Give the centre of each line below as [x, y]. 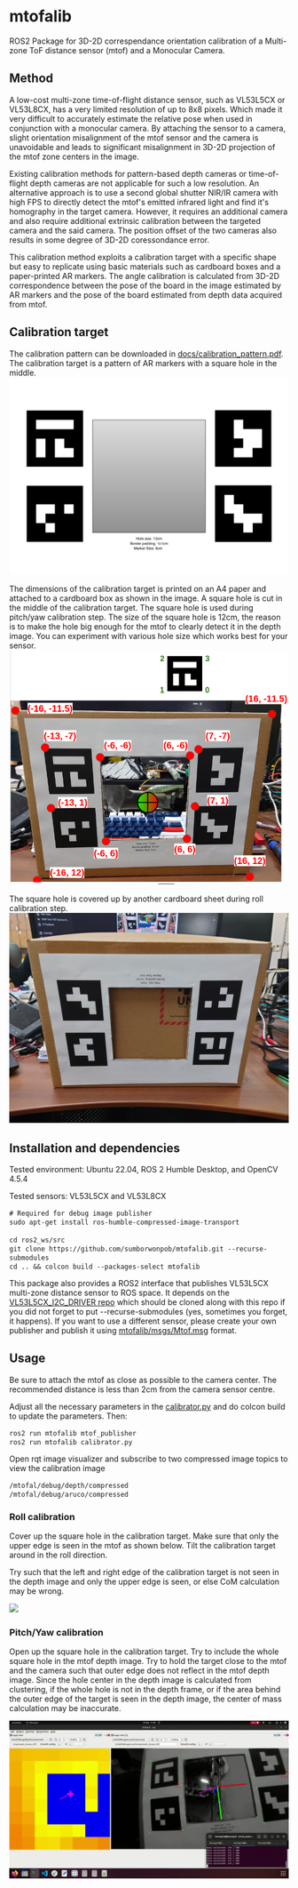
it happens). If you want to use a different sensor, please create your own [143, 1321]
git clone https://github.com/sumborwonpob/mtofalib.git [117, 1249]
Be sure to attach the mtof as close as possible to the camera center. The [143, 1380]
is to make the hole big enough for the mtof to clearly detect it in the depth [145, 627]
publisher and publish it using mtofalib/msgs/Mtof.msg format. [123, 1331]
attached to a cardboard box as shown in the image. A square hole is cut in [146, 598]
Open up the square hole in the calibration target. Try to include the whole [144, 1652]
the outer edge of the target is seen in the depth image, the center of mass [145, 1699]
